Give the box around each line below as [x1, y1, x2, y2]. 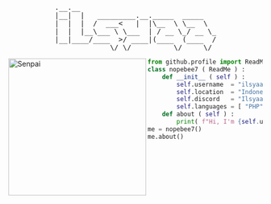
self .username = [176, 80, 235, 88]
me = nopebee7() [148, 124, 202, 133]
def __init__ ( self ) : [161, 72, 246, 81]
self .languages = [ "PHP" [176, 103, 264, 111]
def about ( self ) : [161, 110, 235, 119]
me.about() [148, 133, 184, 141]
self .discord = [176, 96, 235, 104]
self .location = [176, 88, 235, 96]
